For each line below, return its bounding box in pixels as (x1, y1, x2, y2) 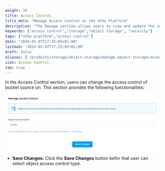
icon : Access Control (5, 60, 50, 65)
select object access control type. (12, 161, 81, 167)
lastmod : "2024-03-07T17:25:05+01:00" (5, 44, 84, 49)
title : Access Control (5, 13, 52, 18)
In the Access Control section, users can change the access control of (5, 79, 147, 85)
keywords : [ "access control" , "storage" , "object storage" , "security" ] (5, 29, 153, 34)
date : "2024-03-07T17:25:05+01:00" (5, 39, 78, 44)
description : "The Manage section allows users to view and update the (5, 24, 155, 29)
